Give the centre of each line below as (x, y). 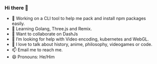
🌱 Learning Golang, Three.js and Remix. (52, 29)
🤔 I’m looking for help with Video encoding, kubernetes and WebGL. (80, 39)
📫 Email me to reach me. (37, 50)
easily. (18, 23)
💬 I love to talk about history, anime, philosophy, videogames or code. (82, 44)
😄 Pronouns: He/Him (33, 57)
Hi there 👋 (17, 8)
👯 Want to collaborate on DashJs (45, 34)
